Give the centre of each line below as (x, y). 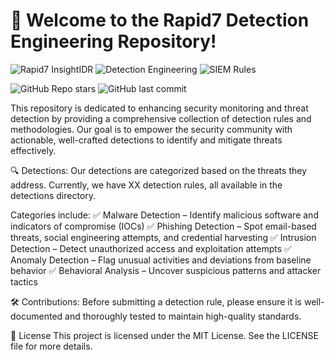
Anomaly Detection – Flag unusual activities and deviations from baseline (161, 260)
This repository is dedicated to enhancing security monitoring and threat (159, 108)
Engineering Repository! (113, 41)
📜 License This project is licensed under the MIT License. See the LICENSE (165, 335)
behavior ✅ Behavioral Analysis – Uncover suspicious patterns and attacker (166, 270)
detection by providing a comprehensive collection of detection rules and (161, 118)
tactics (24, 281)
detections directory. (53, 195)
